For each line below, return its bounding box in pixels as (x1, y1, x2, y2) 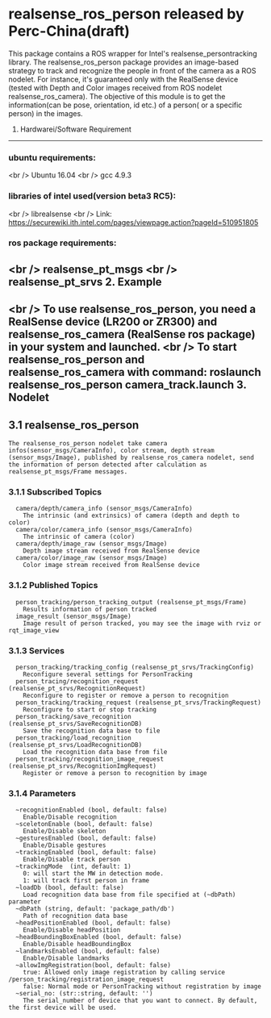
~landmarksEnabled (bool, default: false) (15, 947, 161, 956)
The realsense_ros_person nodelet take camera (8, 440, 168, 448)
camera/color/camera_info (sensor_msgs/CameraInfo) (15, 526, 194, 534)
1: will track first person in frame (23, 877, 150, 885)
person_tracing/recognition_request (15, 677, 139, 686)
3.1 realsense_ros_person (8, 418, 140, 432)
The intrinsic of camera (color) (23, 533, 135, 541)
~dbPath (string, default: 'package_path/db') (15, 905, 175, 913)
